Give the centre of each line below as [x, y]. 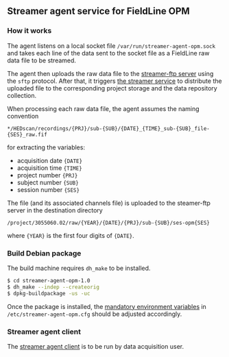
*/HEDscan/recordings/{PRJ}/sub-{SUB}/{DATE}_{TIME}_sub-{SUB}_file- [109, 128]
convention [23, 116]
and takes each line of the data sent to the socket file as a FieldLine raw [108, 53]
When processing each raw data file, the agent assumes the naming [104, 108]
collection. [22, 95]
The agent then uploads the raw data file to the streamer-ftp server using [110, 73]
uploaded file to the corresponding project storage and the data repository [112, 88]
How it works [29, 31]
